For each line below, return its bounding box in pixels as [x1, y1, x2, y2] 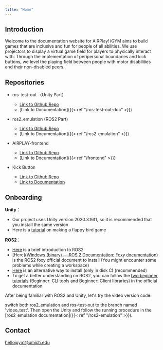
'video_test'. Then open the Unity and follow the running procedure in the [5, 307, 152, 313]
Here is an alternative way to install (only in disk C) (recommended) [12, 268, 147, 273]
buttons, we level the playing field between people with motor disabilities [5, 59, 151, 65]
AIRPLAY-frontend [12, 140, 49, 146]
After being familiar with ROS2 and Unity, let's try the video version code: [5, 292, 152, 298]
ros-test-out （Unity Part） [12, 92, 67, 98]
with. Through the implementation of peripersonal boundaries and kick [5, 54, 146, 60]
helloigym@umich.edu [5, 339, 50, 345]
